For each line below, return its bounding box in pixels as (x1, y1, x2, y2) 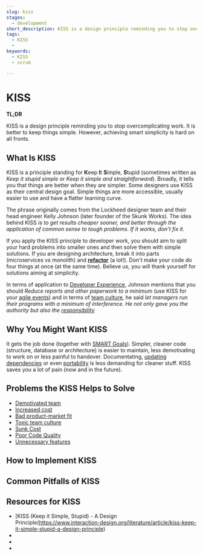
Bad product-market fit (14, 412, 72, 419)
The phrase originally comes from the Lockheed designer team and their (6, 206, 187, 213)
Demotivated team (14, 399, 62, 407)
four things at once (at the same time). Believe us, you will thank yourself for (6, 263, 196, 270)
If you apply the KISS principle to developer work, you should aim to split (6, 237, 187, 245)
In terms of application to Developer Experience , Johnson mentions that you (6, 281, 196, 288)
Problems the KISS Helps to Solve (6, 383, 135, 393)
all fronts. (6, 135, 30, 143)
